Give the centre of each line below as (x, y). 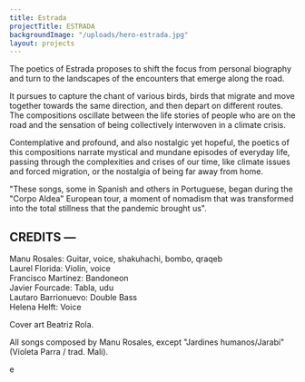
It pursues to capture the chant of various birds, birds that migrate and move (152, 96)
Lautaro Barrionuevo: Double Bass (74, 298)
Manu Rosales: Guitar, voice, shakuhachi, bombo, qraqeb (116, 259)
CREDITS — (43, 237)
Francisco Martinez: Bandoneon (69, 279)
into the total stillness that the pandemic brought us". (108, 209)
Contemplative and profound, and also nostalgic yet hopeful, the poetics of (150, 142)
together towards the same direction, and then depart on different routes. (147, 106)
